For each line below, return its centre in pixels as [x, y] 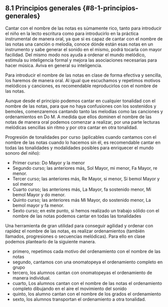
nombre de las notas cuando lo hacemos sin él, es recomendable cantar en [83, 142]
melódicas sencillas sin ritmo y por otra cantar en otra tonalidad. [71, 127]
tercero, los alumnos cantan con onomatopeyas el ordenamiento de [82, 272]
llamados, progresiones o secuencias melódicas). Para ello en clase [75, 236]
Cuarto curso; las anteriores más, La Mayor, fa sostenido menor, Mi [82, 189]
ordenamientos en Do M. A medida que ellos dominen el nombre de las [78, 117]
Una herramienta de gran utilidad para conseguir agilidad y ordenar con [79, 225]
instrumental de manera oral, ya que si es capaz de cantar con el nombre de [84, 39]
